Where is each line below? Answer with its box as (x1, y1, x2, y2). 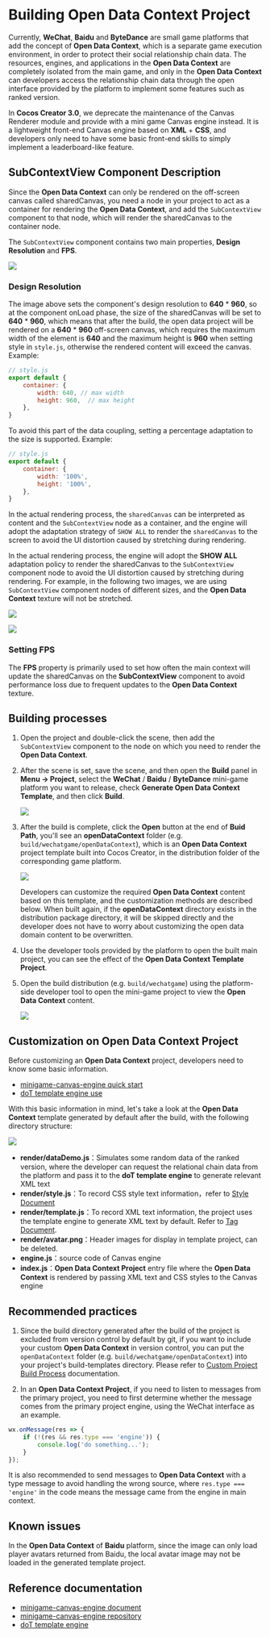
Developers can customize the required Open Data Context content (19, 887, 246, 897)
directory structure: (8, 1121, 73, 1131)
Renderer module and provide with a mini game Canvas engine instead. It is (8, 116, 260, 126)
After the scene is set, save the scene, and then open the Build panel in (19, 766, 258, 775)
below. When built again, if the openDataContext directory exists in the (19, 904, 257, 914)
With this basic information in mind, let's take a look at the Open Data (8, 1104, 239, 1114)
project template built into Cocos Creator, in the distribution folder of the (19, 848, 260, 858)
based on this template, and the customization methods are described (19, 896, 253, 905)
